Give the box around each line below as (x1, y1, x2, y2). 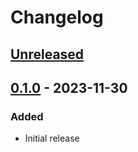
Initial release (24, 132, 80, 145)
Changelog (10, 6, 104, 29)
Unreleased (10, 46, 85, 63)
